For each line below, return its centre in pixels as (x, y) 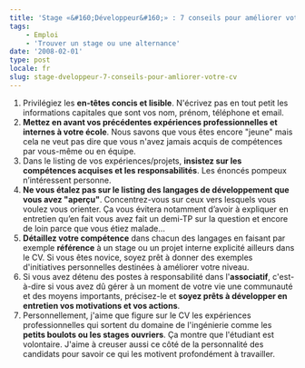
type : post (30, 60)
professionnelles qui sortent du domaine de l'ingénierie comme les (147, 324)
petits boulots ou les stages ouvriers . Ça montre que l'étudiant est (148, 334)
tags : (20, 26)
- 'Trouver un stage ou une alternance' (103, 43)
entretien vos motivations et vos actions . (101, 305)
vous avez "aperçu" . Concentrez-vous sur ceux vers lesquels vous (149, 199)
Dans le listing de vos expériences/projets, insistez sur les (132, 161)
